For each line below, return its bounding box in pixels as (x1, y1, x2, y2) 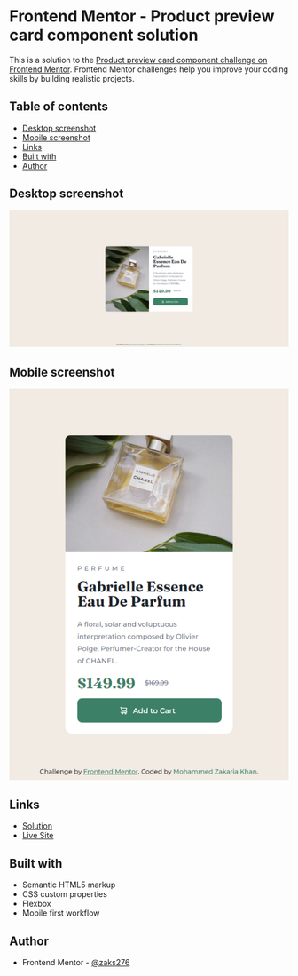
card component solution (9, 25, 199, 45)
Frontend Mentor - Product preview (9, 6, 275, 27)
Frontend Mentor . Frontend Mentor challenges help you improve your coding (9, 64, 289, 75)
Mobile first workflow (21, 908, 100, 918)
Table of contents (9, 99, 108, 115)
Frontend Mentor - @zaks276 (21, 957, 130, 968)
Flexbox (21, 899, 51, 909)
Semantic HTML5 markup (21, 879, 116, 890)
